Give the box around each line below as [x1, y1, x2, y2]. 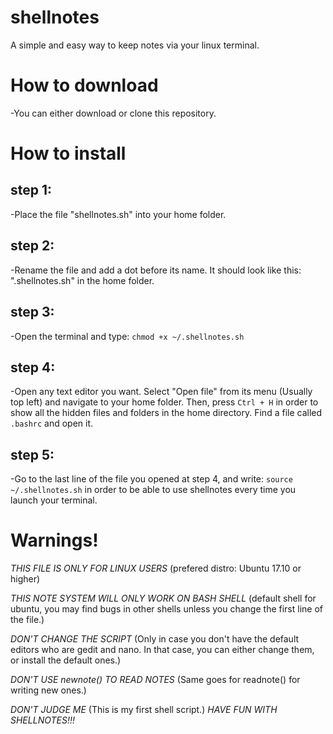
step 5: [10, 446, 55, 463]
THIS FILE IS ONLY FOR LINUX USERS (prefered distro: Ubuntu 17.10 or [10, 562, 302, 575]
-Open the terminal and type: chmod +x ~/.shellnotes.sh [10, 330, 245, 342]
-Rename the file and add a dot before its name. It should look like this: [10, 264, 302, 276]
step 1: [10, 182, 53, 199]
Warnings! [10, 529, 99, 552]
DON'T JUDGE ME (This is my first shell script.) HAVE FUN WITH [10, 704, 278, 716]
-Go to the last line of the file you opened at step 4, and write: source [10, 473, 293, 485]
